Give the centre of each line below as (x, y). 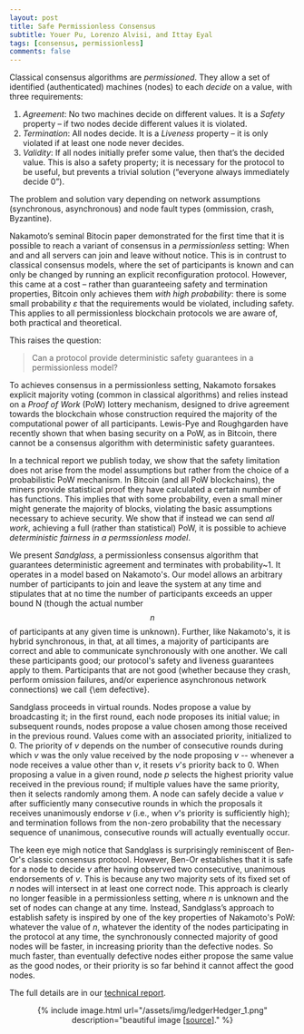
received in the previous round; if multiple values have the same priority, (144, 785)
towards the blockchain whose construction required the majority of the (143, 415)
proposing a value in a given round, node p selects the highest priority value (152, 775)
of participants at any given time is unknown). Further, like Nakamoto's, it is (150, 632)
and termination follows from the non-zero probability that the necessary (145, 823)
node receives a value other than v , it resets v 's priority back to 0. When (144, 765)
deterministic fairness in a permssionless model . (100, 538)
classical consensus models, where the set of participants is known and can (152, 265)
